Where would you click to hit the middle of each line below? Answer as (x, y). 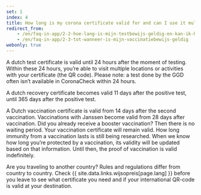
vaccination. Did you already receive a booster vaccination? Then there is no (100, 123)
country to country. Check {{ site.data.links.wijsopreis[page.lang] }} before (98, 173)
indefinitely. (20, 155)
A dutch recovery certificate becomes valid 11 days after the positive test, (97, 93)
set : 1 (14, 12)
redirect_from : (25, 28)
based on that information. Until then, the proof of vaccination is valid (92, 149)
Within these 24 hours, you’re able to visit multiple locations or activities (95, 68)
